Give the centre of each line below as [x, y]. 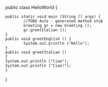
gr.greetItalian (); [45, 30]
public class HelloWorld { [31, 7]
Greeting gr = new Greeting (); [58, 25]
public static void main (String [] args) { [53, 17]
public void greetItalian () [36, 52]
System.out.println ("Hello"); [57, 43]
